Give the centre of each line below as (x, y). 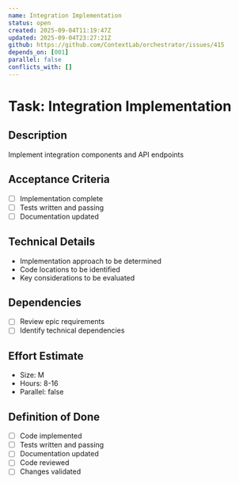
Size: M (32, 375)
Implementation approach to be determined (91, 261)
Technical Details (52, 242)
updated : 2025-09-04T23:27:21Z (60, 38)
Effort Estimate (46, 356)
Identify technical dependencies (72, 330)
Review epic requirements (62, 322)
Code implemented (51, 436)
